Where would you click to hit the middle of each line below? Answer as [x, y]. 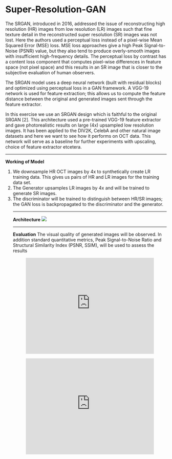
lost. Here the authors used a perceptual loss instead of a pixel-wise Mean [84, 40]
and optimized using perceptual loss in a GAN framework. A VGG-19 [77, 88]
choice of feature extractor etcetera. [44, 147]
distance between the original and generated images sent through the [79, 99]
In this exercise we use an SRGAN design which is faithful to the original [81, 114]
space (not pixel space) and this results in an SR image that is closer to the [84, 67]
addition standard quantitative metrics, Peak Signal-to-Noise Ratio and [87, 240]
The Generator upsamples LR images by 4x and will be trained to [81, 187]
